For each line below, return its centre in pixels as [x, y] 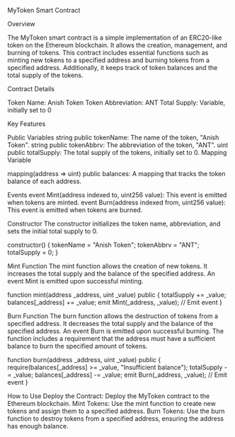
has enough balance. [38, 426]
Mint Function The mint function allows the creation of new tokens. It [107, 266]
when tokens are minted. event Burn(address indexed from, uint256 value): [117, 202]
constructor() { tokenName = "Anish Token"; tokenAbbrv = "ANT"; [103, 245]
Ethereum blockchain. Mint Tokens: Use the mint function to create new [111, 403]
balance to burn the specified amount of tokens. [78, 346]
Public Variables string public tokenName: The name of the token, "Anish [113, 138]
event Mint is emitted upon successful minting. [75, 281]
